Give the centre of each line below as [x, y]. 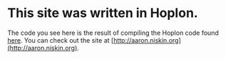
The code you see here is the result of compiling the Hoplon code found [113, 33]
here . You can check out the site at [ [61, 40]
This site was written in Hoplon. [103, 13]
